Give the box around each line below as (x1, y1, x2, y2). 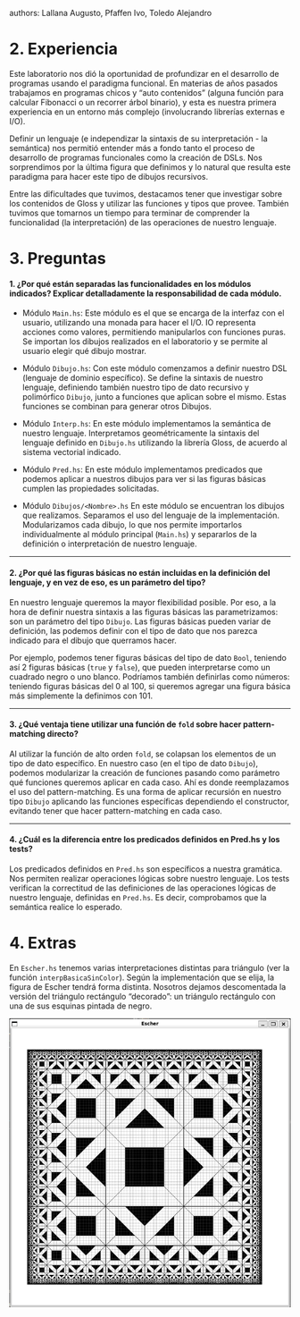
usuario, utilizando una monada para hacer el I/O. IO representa (21, 317, 256, 328)
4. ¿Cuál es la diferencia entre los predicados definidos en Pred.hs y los (9, 834, 280, 845)
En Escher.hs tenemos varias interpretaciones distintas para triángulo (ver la (9, 962, 290, 973)
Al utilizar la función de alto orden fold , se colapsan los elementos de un (9, 748, 277, 759)
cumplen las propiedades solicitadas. (21, 483, 160, 494)
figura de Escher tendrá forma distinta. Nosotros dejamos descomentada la (9, 981, 287, 992)
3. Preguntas (9, 249, 107, 269)
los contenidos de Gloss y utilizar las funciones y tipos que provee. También (9, 198, 289, 208)
